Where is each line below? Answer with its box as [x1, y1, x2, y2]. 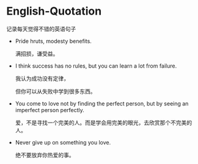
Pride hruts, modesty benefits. [15, 37, 92, 45]
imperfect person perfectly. [15, 106, 84, 113]
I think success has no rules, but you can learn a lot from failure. [15, 62, 177, 70]
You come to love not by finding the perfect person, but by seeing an [15, 99, 189, 107]
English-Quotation [6, 4, 102, 18]
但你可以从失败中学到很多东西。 [15, 87, 96, 95]
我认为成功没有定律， [15, 74, 69, 82]
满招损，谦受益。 [15, 50, 59, 57]
